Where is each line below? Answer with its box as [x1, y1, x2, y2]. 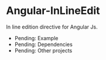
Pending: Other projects [14, 47, 73, 54]
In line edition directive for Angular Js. [6, 23, 98, 30]
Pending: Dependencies [14, 41, 73, 48]
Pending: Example [14, 34, 59, 41]
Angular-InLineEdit [6, 4, 101, 17]
